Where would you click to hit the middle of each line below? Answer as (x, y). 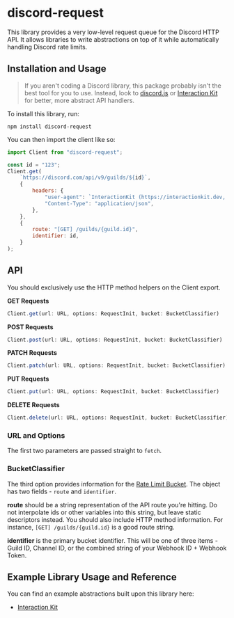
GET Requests (28, 301)
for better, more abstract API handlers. (79, 100)
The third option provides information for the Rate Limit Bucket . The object (114, 484)
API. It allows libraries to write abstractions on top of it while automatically (113, 39)
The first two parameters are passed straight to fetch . (85, 451)
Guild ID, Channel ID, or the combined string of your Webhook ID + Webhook (117, 548)
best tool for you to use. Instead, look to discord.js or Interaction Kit (121, 93)
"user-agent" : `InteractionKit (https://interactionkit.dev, (135, 197)
